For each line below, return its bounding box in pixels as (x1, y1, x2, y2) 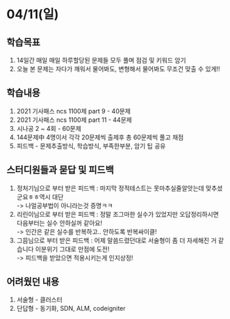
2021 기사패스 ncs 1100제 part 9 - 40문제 (16, 107, 131, 115)
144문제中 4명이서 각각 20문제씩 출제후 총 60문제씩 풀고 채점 (16, 133, 184, 141)
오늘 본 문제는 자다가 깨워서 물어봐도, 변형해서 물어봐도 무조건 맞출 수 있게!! (16, 65, 220, 73)
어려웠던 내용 (6, 276, 60, 288)
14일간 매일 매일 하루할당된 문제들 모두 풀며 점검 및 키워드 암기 (16, 56, 186, 64)
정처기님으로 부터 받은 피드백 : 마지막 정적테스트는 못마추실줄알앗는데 (16, 184, 204, 192)
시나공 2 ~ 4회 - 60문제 (16, 124, 81, 132)
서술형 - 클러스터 (16, 295, 63, 304)
